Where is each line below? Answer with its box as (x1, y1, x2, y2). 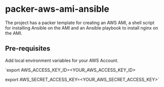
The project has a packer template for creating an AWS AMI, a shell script (5, 20, 155, 26)
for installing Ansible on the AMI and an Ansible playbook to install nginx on (5, 25, 159, 30)
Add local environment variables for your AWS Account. (5, 58, 119, 63)
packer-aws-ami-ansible (5, 3, 110, 15)
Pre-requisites (5, 44, 50, 53)
